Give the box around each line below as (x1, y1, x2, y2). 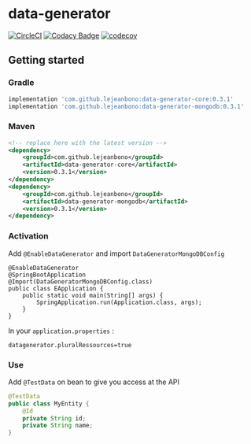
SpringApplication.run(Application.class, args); (36, 298, 202, 306)
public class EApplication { (8, 284, 104, 292)
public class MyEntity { (8, 399, 90, 408)
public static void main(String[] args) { (22, 291, 164, 299)
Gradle (8, 77, 35, 88)
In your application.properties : (8, 326, 114, 335)
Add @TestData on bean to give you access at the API (8, 377, 179, 387)
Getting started (8, 54, 85, 67)
